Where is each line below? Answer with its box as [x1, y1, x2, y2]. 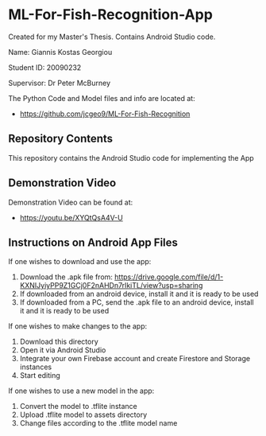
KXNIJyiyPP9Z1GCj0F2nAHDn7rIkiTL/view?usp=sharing [19, 281, 203, 290]
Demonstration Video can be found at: [8, 197, 133, 207]
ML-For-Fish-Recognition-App [8, 6, 213, 24]
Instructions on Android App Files [8, 236, 179, 249]
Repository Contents [8, 132, 114, 146]
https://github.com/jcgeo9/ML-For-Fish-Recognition [19, 109, 191, 119]
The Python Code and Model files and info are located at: [8, 93, 196, 103]
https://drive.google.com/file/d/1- [114, 272, 224, 282]
